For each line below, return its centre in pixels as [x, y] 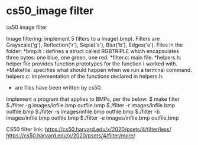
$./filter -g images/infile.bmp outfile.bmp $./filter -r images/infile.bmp [91, 105]
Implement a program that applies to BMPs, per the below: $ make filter [93, 99]
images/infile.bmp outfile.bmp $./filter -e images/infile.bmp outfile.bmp [92, 118]
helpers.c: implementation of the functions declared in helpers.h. [85, 76]
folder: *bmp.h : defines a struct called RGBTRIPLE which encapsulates [92, 51]
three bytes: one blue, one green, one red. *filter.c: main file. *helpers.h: [94, 57]
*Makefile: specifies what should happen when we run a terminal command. [99, 70]
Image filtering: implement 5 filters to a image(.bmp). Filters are [83, 38]
